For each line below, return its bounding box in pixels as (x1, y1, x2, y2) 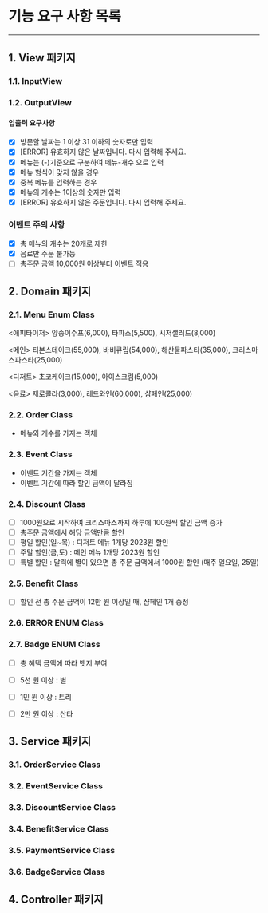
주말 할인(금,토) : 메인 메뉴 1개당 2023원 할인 (19, 547, 160, 557)
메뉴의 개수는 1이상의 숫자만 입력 (19, 187, 121, 196)
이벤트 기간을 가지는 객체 (19, 468, 97, 477)
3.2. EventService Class (8, 781, 104, 792)
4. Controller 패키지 (8, 893, 104, 907)
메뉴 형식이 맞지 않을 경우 (19, 167, 100, 176)
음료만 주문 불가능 (19, 249, 76, 259)
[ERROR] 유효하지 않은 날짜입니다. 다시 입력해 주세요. (19, 147, 187, 156)
